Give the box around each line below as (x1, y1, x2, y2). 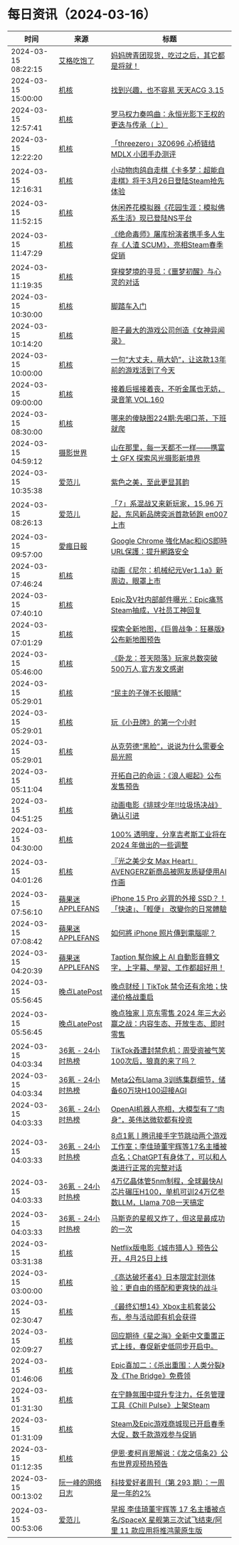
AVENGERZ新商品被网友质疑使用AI (110, 866, 227, 876)
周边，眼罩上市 (110, 575, 161, 585)
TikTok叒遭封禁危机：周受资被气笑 (110, 1045, 226, 1055)
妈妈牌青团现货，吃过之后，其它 (110, 51, 218, 60)
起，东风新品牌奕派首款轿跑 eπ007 (110, 509, 228, 519)
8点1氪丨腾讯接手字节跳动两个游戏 (110, 1130, 228, 1140)
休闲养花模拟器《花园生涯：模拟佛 (110, 202, 225, 212)
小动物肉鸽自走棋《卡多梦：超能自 (110, 165, 225, 175)
